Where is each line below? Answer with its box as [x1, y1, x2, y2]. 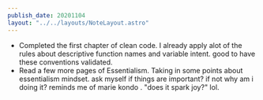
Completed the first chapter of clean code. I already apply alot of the [18, 40, 242, 50]
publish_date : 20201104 [7, 11, 86, 20]
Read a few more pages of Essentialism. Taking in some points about [18, 65, 243, 75]
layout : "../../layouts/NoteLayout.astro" [7, 19, 149, 27]
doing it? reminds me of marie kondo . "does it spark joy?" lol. [18, 82, 220, 91]
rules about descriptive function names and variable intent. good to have [18, 49, 256, 58]
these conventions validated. [18, 57, 113, 67]
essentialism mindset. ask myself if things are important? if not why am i [18, 74, 254, 83]
